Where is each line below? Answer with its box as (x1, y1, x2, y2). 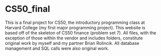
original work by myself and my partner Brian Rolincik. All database (5, 40, 140, 46)
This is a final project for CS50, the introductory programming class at (5, 19, 145, 25)
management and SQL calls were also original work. (5, 45, 109, 51)
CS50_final (5, 3, 50, 15)
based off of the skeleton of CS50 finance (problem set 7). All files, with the (5, 30, 157, 36)
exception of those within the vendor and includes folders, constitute (5, 35, 143, 41)
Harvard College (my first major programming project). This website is (5, 24, 145, 30)
